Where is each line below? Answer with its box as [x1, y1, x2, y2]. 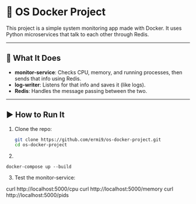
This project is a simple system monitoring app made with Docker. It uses [6, 25, 182, 32]
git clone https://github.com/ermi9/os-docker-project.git [14, 137, 162, 143]
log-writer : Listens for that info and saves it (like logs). [14, 81, 146, 88]
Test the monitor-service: [14, 174, 76, 181]
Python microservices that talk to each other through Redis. [6, 30, 149, 37]
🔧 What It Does [6, 53, 61, 63]
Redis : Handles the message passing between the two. [14, 87, 148, 94]
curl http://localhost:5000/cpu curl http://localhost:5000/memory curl [6, 185, 174, 192]
